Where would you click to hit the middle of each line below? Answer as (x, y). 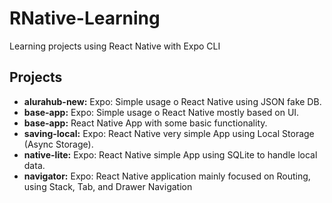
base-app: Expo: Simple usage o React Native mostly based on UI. (161, 112)
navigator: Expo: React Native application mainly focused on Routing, (167, 176)
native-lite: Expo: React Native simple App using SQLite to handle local (170, 154)
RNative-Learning (85, 18)
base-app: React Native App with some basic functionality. (145, 123)
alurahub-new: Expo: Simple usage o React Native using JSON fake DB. (172, 101)
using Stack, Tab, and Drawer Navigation (108, 186)
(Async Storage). (58, 144)
